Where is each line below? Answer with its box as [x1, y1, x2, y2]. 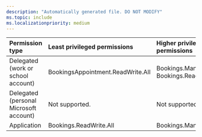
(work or [9, 64, 34, 73]
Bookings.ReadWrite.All [47, 121, 114, 130]
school [9, 72, 29, 80]
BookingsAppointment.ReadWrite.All [47, 68, 151, 76]
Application [9, 121, 41, 130]
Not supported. [47, 100, 91, 109]
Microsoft [9, 104, 37, 112]
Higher [156, 39, 177, 47]
